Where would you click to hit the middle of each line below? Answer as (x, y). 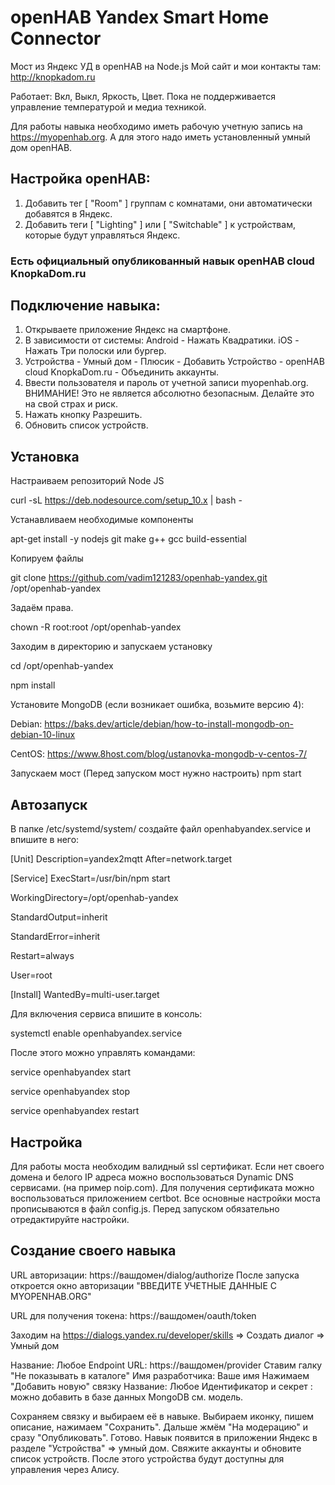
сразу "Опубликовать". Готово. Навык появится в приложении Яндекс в (164, 1437)
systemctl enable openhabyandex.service (96, 1033)
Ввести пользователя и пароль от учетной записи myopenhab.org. (166, 383)
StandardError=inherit (55, 937)
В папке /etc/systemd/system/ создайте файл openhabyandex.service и (160, 829)
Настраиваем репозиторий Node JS (87, 481)
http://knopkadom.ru (53, 77)
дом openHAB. (41, 147)
